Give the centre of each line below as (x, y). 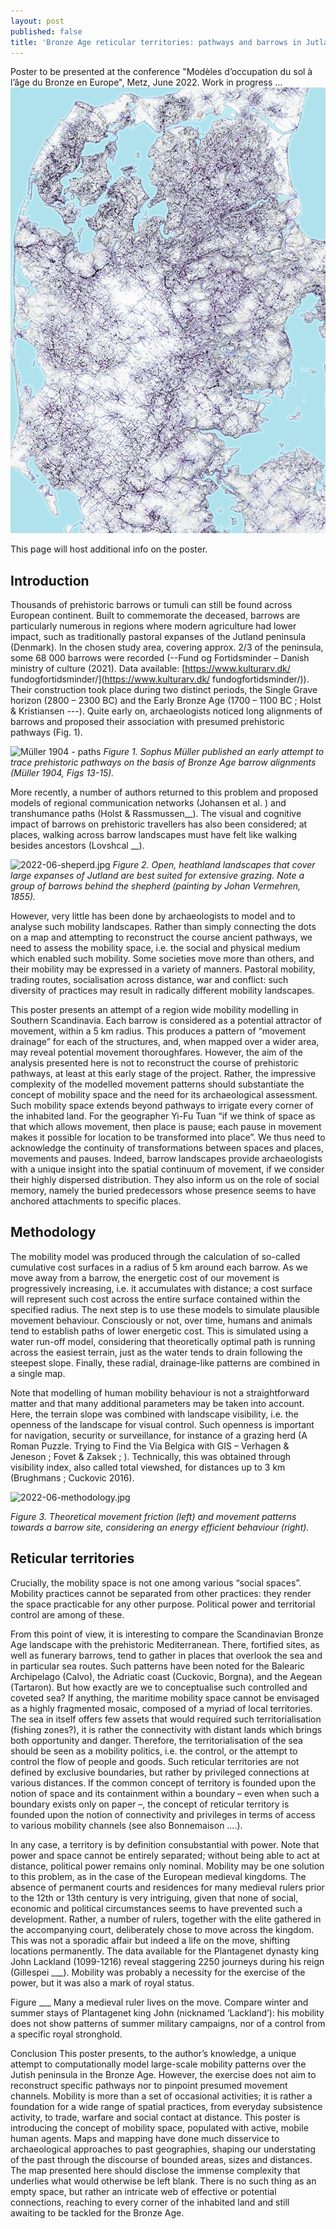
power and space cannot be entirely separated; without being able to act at (165, 1855)
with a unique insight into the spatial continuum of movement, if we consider (167, 1169)
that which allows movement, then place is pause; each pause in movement (166, 1127)
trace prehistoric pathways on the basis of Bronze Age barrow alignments (163, 762)
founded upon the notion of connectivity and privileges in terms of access (163, 1814)
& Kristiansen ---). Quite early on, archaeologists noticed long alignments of (166, 711)
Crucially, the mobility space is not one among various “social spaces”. (156, 1582)
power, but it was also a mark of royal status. (102, 1982)
